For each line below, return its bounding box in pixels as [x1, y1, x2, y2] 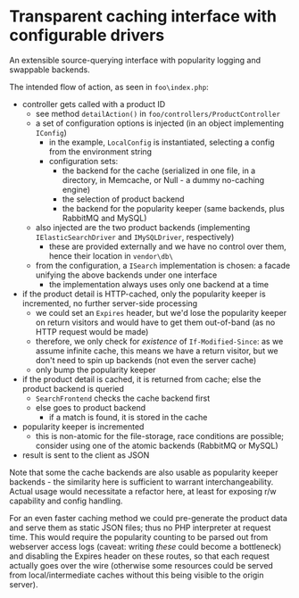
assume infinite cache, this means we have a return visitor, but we [35, 345, 278, 356]
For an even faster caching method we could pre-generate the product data [9, 512, 288, 523]
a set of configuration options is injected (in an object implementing [35, 118, 284, 129]
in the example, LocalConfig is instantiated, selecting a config [48, 137, 275, 147]
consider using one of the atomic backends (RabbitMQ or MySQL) [35, 440, 278, 451]
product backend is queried [21, 383, 125, 394]
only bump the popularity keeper [35, 364, 156, 375]
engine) [62, 184, 91, 195]
